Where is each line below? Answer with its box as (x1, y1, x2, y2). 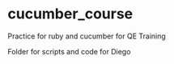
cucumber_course (7, 5, 134, 23)
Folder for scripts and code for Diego (7, 46, 131, 56)
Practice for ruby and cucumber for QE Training (7, 31, 167, 41)
